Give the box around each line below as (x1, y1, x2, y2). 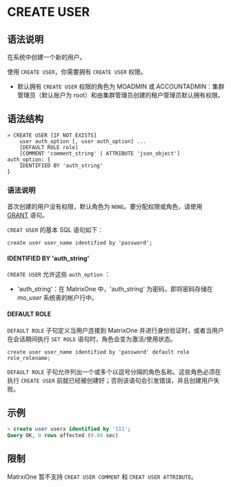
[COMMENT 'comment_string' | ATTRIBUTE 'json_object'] (19, 150, 181, 157)
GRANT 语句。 (7, 211, 48, 220)
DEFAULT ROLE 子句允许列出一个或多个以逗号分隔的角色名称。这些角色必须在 (7, 367, 221, 376)
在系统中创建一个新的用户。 (7, 53, 86, 61)
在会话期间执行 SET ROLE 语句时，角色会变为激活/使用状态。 (7, 334, 177, 343)
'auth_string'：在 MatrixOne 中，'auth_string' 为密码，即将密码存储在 (17, 285, 214, 294)
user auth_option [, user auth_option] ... (19, 137, 147, 145)
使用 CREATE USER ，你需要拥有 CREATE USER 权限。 (7, 68, 147, 76)
